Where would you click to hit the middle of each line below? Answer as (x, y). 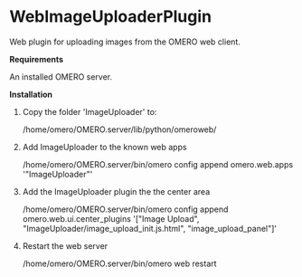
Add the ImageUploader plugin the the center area (116, 191)
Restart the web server (65, 245)
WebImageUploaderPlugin (111, 17)
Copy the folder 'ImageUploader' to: (90, 111)
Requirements (37, 59)
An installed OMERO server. (61, 76)
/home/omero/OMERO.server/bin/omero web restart (119, 263)
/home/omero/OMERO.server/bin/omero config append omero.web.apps (158, 164)
